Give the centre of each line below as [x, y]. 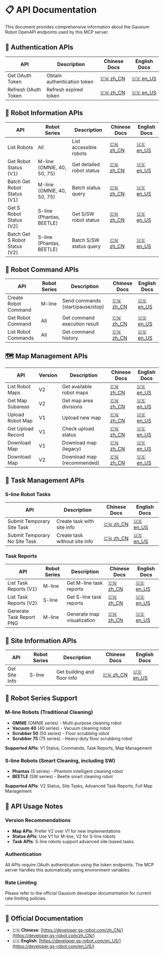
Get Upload [20, 429]
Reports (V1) [22, 589]
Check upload [78, 429]
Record [16, 435]
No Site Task [22, 541]
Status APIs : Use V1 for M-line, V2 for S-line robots [64, 836]
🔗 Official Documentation [44, 918]
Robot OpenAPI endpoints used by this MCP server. [57, 32]
